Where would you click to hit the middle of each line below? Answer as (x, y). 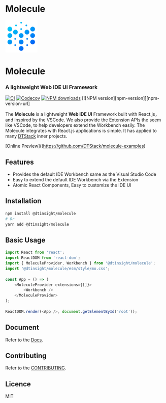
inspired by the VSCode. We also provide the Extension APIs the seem (88, 120)
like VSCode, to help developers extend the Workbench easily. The (75, 125)
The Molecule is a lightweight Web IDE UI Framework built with (71, 114)
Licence (18, 384)
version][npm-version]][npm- (129, 98)
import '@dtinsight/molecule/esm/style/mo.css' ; (58, 268)
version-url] (18, 104)
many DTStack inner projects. (36, 136)
